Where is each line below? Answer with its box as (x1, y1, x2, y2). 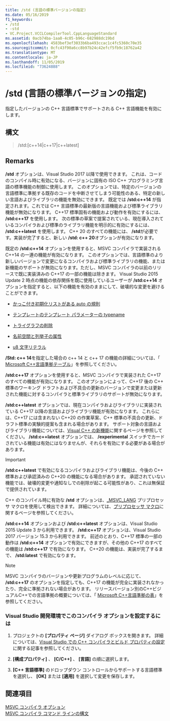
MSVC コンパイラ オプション (5, 704, 65, 710)
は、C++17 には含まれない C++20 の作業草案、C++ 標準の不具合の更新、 (5, 414, 159, 420)
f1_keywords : (5, 17, 33, 22)
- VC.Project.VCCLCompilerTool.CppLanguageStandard (5, 31, 117, 36)
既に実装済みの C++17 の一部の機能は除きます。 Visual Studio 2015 (18, 271, 158, 277)
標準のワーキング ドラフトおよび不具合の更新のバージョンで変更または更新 (5, 385, 162, 391)
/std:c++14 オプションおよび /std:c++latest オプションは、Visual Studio (5, 520, 158, 527)
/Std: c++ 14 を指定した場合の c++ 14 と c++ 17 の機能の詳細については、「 (5, 355, 160, 361)
